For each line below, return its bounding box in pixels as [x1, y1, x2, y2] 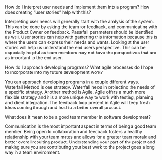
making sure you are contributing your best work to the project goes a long [5, 144, 155, 150]
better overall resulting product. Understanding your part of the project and [5, 139, 155, 145]
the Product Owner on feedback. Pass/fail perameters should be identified [5, 29, 154, 35]
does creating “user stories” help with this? [5, 9, 91, 15]
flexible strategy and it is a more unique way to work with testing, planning [5, 94, 154, 100]
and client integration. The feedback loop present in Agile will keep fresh [5, 100, 150, 105]
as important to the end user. [5, 55, 63, 60]
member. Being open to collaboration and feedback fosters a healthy [5, 129, 142, 134]
